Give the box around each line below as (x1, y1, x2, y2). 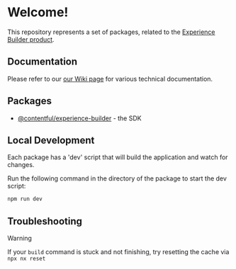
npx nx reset (7, 256, 46, 263)
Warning (7, 234, 32, 243)
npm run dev (7, 195, 43, 202)
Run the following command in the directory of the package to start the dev (7, 174, 227, 183)
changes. (7, 161, 35, 169)
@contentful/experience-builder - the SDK (17, 114, 142, 122)
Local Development (7, 134, 95, 146)
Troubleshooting (7, 215, 83, 227)
